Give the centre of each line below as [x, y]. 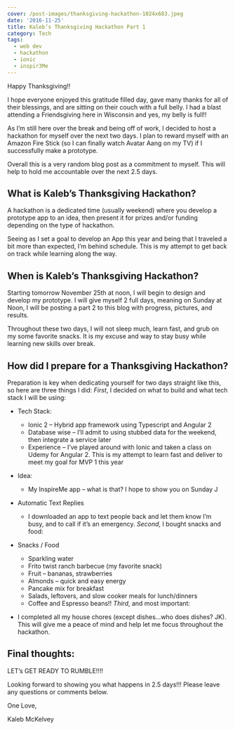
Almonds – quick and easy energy [77, 581]
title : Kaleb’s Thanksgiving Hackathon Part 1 [76, 27]
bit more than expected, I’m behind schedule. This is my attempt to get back [117, 246]
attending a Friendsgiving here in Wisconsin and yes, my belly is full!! [107, 114]
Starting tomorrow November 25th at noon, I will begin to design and [106, 293]
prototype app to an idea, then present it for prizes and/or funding [103, 218]
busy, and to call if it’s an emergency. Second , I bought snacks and [125, 524]
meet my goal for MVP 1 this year [76, 462]
